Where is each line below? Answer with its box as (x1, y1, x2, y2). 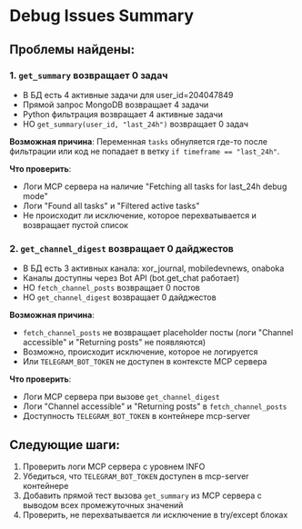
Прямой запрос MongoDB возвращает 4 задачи (22, 99, 209, 110)
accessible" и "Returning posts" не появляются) (22, 337, 206, 348)
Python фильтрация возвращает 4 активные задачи (22, 108, 223, 119)
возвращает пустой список (22, 219, 129, 230)
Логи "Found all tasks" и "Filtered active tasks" (22, 200, 200, 211)
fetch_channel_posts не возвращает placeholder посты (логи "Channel (22, 327, 294, 338)
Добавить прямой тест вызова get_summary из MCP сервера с (22, 490, 262, 501)
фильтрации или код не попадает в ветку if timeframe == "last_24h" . (9, 145, 280, 156)
